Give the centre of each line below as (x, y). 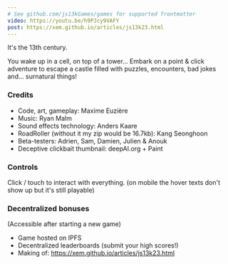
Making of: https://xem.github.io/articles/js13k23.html (96, 253)
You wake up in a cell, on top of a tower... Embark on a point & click (106, 61)
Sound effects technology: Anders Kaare (77, 126)
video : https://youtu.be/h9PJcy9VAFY (63, 21)
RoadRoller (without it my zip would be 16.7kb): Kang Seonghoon (113, 133)
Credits (20, 95)
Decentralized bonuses (48, 208)
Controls (23, 167)
